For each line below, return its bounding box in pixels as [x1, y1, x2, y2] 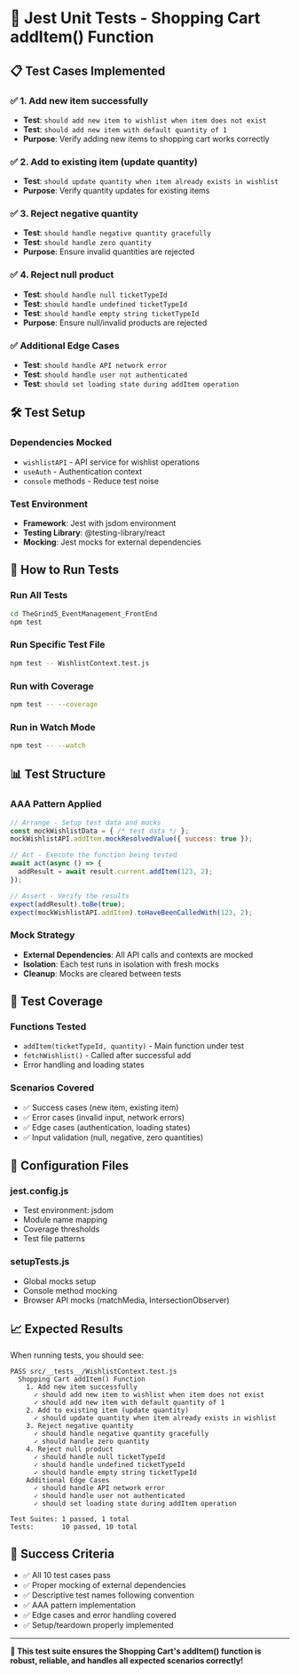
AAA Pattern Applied [10, 798, 102, 810]
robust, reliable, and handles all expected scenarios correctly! [10, 1655, 244, 1666]
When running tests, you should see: [10, 1350, 145, 1360]
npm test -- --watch [10, 741, 87, 750]
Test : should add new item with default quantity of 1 [22, 124, 227, 134]
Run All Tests [10, 589, 68, 602]
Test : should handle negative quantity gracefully [22, 227, 212, 238]
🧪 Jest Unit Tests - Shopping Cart [10, 8, 261, 28]
